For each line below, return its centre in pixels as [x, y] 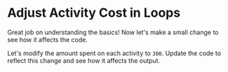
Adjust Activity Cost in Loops [94, 13]
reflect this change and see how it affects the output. [84, 60]
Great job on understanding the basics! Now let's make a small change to [113, 32]
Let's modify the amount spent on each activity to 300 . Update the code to [114, 53]
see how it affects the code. [47, 39]
